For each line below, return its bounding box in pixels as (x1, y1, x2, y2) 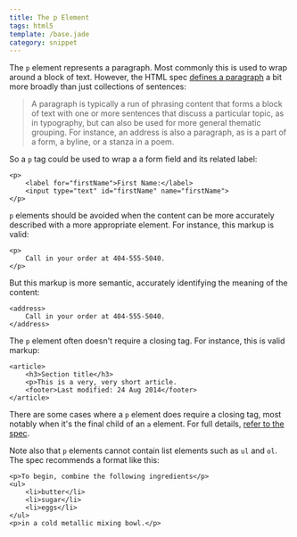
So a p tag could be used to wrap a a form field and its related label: (9, 153, 258, 165)
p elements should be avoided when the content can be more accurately (9, 211, 275, 221)
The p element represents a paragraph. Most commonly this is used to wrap (9, 62, 288, 73)
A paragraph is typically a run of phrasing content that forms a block (30, 99, 283, 110)
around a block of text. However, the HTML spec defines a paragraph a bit (9, 72, 283, 83)
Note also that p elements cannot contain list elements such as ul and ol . (9, 445, 278, 456)
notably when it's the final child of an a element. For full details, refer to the (9, 418, 285, 429)
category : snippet (9, 37, 78, 47)
